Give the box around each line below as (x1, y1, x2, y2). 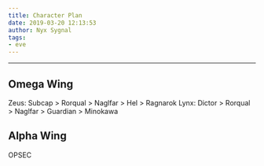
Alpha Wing (8, 129, 67, 142)
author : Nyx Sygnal (8, 26, 72, 34)
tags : (8, 33, 26, 42)
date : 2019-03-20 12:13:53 (8, 19, 97, 27)
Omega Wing (8, 77, 74, 90)
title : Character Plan (8, 11, 82, 20)
